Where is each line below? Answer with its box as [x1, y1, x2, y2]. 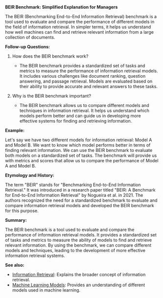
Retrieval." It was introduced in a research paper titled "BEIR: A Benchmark [5, 187, 156, 192]
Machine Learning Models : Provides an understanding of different [12, 282, 145, 288]
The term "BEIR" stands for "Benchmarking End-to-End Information [5, 182, 141, 188]
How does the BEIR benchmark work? [12, 53, 89, 59]
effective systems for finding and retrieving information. [19, 118, 132, 124]
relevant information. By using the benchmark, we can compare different [5, 242, 152, 248]
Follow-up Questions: [5, 44, 50, 49]
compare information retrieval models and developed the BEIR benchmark [5, 203, 154, 208]
